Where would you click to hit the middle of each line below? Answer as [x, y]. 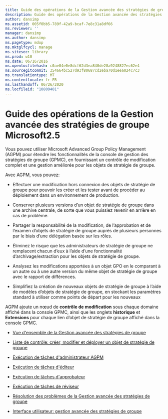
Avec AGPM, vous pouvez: [32, 175]
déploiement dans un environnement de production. [66, 195]
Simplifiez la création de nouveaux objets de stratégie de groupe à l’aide [87, 287]
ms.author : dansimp [25, 38]
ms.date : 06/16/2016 [27, 61]
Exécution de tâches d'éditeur [43, 367]
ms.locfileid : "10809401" [32, 89]
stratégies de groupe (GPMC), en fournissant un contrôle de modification [80, 160]
